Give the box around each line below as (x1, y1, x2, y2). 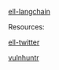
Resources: (8, 22, 45, 31)
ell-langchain (8, 7, 51, 16)
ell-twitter (8, 37, 40, 47)
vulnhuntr (8, 53, 39, 62)
